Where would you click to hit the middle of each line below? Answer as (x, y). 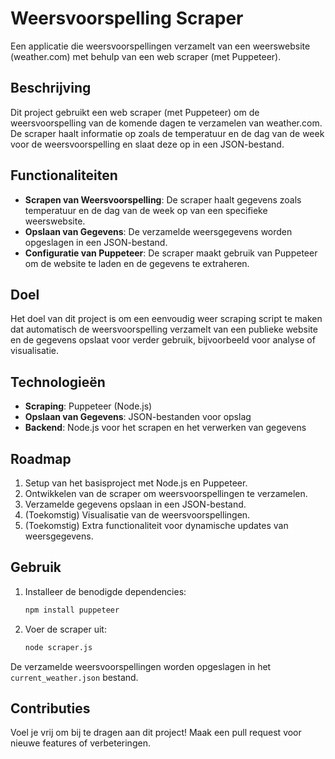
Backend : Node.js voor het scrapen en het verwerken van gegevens (165, 428)
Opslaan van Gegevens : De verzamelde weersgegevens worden (158, 231)
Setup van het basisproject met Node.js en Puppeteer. (136, 483)
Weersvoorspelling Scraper (127, 18)
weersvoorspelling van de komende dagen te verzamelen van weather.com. (166, 123)
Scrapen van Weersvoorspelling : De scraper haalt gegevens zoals (163, 199)
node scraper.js (58, 647)
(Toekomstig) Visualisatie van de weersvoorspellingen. (137, 515)
